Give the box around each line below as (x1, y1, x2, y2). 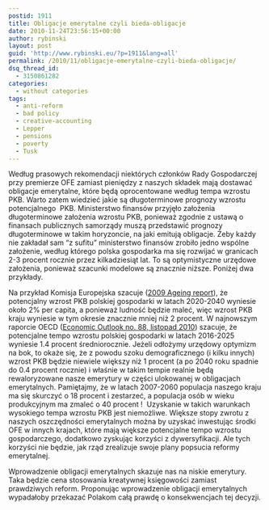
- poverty (15, 139, 48, 148)
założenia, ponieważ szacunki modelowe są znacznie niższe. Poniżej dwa (8, 263, 254, 273)
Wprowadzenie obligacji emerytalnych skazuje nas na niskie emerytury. (8, 466, 247, 477)
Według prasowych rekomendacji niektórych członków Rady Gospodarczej (8, 169, 258, 179)
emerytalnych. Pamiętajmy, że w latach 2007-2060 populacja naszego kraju (8, 382, 262, 392)
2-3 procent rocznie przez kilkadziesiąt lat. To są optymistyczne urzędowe (8, 255, 257, 265)
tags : (8, 95, 27, 103)
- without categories (15, 86, 89, 95)
